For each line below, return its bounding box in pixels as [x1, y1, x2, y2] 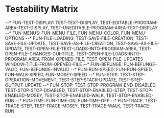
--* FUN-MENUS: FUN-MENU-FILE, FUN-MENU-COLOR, [5, 30, 120, 36]
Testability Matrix [5, 3, 78, 15]
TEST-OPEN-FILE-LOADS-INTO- [75, 50, 141, 57]
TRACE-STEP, [5, 103, 33, 109]
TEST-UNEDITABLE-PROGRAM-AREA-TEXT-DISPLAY [50, 24, 158, 30]
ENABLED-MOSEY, [5, 92, 44, 98]
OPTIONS [5, 35, 24, 41]
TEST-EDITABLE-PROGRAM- [100, 20, 158, 25]
